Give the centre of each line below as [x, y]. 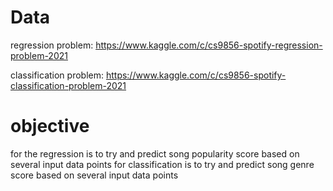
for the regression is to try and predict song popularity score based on [155, 153]
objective [50, 126]
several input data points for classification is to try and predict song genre [162, 164]
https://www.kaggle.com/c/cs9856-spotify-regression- [209, 45]
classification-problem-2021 [68, 85]
